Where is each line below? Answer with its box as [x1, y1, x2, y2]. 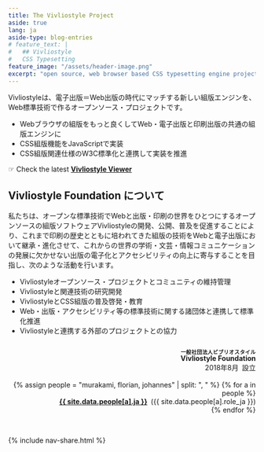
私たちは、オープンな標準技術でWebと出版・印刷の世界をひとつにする [8, 211, 236, 221]
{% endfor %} [211, 406, 256, 415]
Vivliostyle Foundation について [8, 189, 165, 203]
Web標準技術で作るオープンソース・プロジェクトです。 [8, 102, 187, 112]
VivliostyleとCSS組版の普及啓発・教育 [19, 296, 143, 307]
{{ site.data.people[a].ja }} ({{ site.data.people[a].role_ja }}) [58, 397, 256, 406]
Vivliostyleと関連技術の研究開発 [19, 287, 123, 296]
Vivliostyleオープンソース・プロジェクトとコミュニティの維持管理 [19, 277, 232, 287]
